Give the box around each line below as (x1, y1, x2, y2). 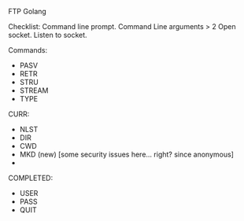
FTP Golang (8, 7, 47, 16)
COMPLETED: (8, 173, 54, 182)
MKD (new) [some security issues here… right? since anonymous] (19, 149, 235, 159)
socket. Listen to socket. (8, 31, 88, 39)
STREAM (19, 86, 49, 95)
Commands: (8, 46, 48, 54)
